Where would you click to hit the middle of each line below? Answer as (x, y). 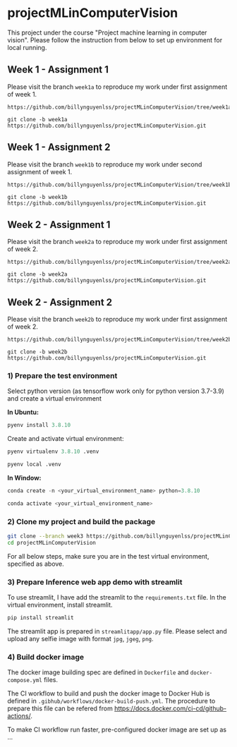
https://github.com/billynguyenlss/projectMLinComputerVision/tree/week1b (120, 185)
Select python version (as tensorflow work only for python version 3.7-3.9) (116, 391)
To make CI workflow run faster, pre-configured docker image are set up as (117, 730)
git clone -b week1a (38, 119)
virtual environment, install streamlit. (60, 605)
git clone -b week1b (38, 197)
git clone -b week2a (38, 274)
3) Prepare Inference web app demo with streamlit (95, 582)
